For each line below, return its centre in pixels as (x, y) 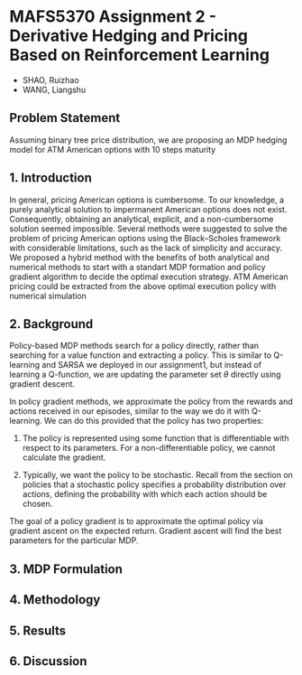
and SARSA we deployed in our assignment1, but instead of (152, 365)
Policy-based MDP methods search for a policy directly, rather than (134, 346)
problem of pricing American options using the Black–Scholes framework (145, 238)
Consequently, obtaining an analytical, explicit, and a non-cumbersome (142, 219)
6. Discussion (48, 661)
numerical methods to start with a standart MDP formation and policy (137, 267)
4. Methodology (55, 600)
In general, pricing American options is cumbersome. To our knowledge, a (147, 200)
